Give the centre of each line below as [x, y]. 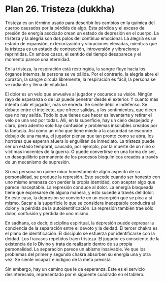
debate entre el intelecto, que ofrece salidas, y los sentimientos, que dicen [81, 110]
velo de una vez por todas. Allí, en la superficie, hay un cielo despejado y [79, 120]
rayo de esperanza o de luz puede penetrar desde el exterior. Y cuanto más [82, 99]
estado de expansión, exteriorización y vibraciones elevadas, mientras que [81, 43]
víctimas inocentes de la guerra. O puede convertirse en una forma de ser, [81, 152]
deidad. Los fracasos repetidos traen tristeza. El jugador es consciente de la [82, 238]
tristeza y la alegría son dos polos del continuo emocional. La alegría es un [81, 38]
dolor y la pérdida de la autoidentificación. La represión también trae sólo [79, 208]
